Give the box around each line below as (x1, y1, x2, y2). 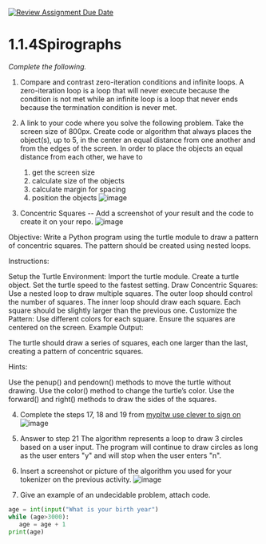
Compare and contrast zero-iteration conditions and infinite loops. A (19, 77, 245, 87)
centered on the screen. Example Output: (8, 322, 144, 332)
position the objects (31, 192, 97, 203)
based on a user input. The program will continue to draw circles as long (19, 442, 259, 451)
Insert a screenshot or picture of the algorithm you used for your (19, 466, 232, 475)
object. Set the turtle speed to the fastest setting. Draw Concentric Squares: (8, 280, 258, 290)
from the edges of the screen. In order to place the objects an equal (19, 144, 244, 153)
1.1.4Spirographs (8, 36, 122, 53)
